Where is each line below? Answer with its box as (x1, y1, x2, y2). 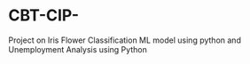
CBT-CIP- (8, 5, 80, 26)
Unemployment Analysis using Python (8, 44, 147, 54)
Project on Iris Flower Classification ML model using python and (8, 35, 241, 45)
